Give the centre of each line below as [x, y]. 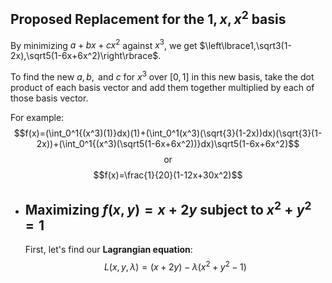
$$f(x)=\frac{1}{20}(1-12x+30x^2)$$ [168, 175]
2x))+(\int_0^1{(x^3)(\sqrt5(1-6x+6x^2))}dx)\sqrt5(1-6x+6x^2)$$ [168, 144]
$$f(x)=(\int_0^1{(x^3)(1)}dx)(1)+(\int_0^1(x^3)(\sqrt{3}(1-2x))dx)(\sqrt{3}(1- [168, 133]
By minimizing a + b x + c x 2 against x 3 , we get [104, 44]
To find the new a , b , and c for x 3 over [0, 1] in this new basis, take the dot [162, 76]
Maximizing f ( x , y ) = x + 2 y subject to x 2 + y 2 [168, 208]
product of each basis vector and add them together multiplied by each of [162, 88]
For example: [37, 118]
